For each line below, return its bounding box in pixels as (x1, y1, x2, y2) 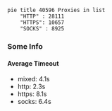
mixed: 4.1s (17, 75, 50, 83)
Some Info (7, 41, 44, 51)
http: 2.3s (17, 82, 46, 91)
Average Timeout (7, 59, 59, 67)
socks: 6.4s (17, 98, 51, 106)
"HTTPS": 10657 (20, 19, 65, 26)
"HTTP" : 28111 (20, 13, 65, 20)
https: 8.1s (17, 90, 47, 98)
